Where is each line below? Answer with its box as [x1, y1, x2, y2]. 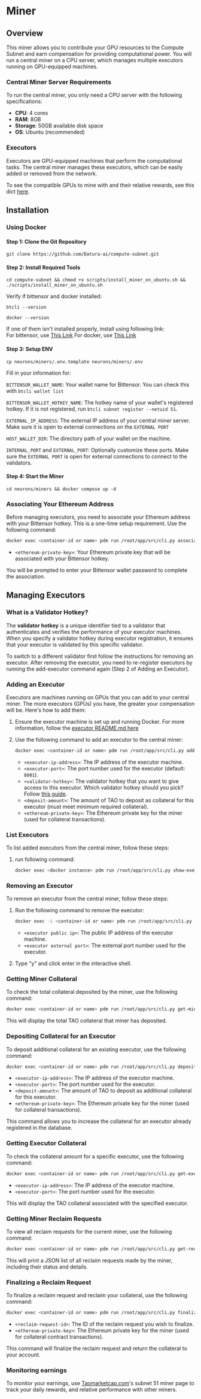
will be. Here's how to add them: [6, 706, 86, 714]
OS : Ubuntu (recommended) [14, 129, 86, 136]
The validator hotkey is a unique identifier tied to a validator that [6, 621, 166, 629]
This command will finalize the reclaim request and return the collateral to [6, 1345, 187, 1352]
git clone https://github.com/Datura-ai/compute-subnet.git [6, 251, 160, 257]
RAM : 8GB [14, 116, 41, 123]
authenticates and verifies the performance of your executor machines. [6, 628, 182, 635]
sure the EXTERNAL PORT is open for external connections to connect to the [6, 453, 187, 460]
